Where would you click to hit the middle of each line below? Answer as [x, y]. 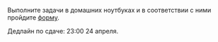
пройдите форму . [34, 17]
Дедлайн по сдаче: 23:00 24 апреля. [63, 31]
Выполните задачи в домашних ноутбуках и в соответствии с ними [109, 10]
